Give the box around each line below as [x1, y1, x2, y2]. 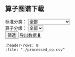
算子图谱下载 [5, 4, 44, 13]
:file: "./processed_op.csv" [5, 47, 65, 52]
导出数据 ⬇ [19, 32, 41, 38]
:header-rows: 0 [5, 43, 38, 48]
